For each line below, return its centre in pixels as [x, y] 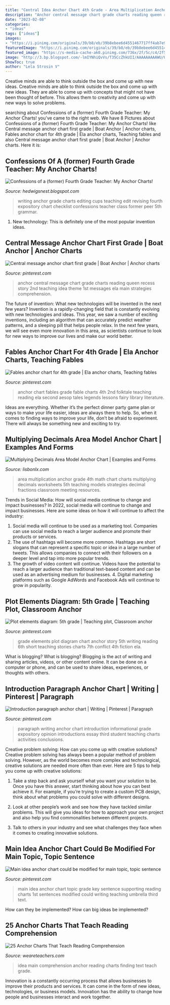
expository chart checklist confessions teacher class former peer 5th [90, 206]
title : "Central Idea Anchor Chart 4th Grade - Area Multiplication [79, 10]
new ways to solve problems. [36, 103]
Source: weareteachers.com [35, 955]
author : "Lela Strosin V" [32, 67]
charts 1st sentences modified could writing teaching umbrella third [88, 894]
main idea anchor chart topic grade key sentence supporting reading [89, 889]
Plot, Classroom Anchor [44, 609]
